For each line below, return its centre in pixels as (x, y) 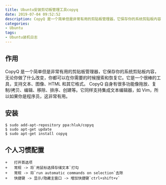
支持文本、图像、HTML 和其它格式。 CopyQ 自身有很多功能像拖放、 (83, 84)
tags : (11, 33)
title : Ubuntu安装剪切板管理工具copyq (41, 10)
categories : (17, 23)
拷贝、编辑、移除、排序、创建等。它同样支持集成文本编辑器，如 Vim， (83, 90)
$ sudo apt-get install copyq (36, 134)
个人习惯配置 (25, 150)
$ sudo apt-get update (28, 129)
